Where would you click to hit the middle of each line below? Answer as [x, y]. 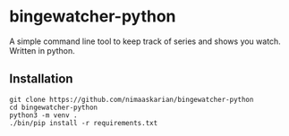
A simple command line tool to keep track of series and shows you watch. [145, 41]
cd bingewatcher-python [54, 107]
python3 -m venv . [43, 115]
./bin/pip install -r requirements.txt [84, 123]
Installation [41, 79]
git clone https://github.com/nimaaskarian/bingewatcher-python [132, 99]
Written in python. [42, 50]
